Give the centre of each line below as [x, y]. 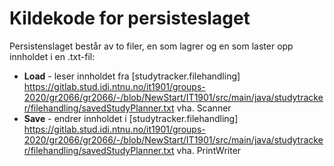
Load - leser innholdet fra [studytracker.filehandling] [132, 76]
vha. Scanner [204, 108]
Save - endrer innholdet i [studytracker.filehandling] [131, 118]
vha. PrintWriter [209, 150]
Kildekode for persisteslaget [130, 18]
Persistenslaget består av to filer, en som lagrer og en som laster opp [151, 46]
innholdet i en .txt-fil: [52, 56]
